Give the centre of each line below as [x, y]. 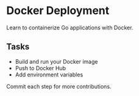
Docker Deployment [58, 11]
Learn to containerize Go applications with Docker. [70, 28]
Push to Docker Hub [40, 68]
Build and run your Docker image [56, 61]
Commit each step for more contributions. [59, 86]
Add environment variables [49, 75]
